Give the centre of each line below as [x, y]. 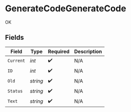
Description [88, 51]
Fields [15, 38]
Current [16, 61]
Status [15, 91]
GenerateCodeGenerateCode [65, 9]
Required [59, 51]
